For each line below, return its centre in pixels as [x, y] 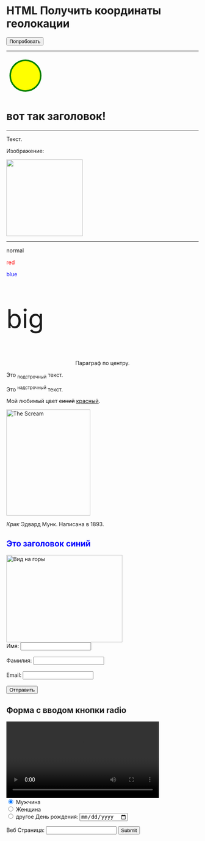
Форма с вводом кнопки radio [67, 710]
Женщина [28, 809]
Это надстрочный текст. [34, 388]
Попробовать [25, 41]
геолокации [38, 24]
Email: [14, 675]
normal [15, 250]
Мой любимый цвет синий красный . [53, 401]
